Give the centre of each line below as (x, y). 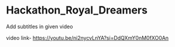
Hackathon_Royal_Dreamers (77, 10)
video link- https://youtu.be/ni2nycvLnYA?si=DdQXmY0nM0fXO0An (87, 38)
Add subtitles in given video (40, 26)
